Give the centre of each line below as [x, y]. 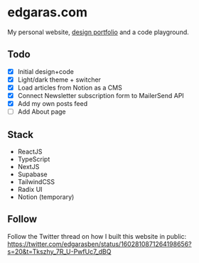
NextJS [28, 166]
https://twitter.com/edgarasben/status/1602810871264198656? [99, 244]
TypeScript [34, 159]
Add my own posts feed [52, 103]
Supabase [32, 174]
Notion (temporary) [46, 197]
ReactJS [30, 151]
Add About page [42, 112]
